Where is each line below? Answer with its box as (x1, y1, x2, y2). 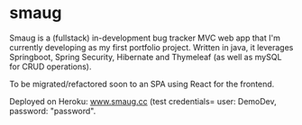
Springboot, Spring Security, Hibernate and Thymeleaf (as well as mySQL (9, 51, 282, 62)
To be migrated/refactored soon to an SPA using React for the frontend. (9, 78, 275, 89)
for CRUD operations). (9, 61, 92, 72)
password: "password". (9, 105, 96, 116)
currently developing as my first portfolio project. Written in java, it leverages (9, 41, 294, 52)
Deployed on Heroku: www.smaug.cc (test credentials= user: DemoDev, (9, 95, 277, 106)
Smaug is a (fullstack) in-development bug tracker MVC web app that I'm (9, 32, 281, 43)
